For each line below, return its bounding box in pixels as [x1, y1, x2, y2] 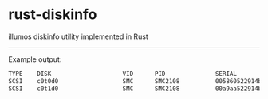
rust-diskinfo [8, 6, 97, 24]
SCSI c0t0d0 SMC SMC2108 [8, 77, 180, 85]
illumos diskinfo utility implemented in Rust [8, 32, 149, 41]
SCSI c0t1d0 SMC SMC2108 [8, 85, 180, 93]
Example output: [8, 54, 62, 64]
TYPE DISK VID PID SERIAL [8, 70, 238, 78]
